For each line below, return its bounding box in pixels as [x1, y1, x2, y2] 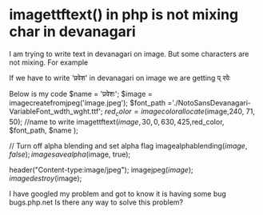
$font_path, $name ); [9, 125, 79, 135]
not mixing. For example [9, 58, 89, 67]
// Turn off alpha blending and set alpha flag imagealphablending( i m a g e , [9, 141, 248, 150]
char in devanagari [9, 22, 137, 41]
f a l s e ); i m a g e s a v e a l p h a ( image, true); [9, 149, 131, 159]
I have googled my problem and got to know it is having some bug [9, 189, 227, 198]
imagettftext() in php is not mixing [9, 6, 239, 24]
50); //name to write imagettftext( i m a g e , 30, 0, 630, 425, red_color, [9, 117, 225, 126]
